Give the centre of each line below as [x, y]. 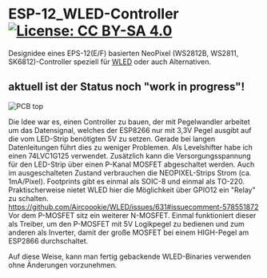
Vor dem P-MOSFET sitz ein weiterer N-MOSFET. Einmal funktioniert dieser [132, 215]
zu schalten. [28, 198]
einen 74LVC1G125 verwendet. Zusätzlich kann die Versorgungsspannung [130, 155]
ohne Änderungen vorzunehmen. [63, 264]
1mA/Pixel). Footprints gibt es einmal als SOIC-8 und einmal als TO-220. [127, 181]
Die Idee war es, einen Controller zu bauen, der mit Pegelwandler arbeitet [129, 122]
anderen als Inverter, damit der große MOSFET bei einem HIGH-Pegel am [129, 232]
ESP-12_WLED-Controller [94, 14]
